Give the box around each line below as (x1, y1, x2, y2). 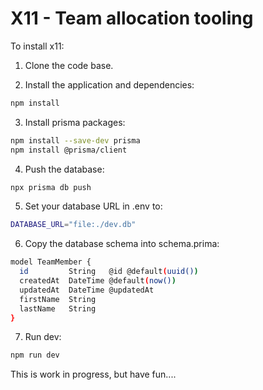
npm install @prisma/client (10, 145, 128, 155)
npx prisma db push (10, 182, 92, 192)
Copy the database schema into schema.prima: (24, 238, 220, 250)
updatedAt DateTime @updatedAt (19, 285, 155, 295)
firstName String (19, 294, 97, 304)
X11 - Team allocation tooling (10, 7, 254, 30)
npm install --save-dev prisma (10, 135, 141, 146)
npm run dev (10, 350, 60, 361)
